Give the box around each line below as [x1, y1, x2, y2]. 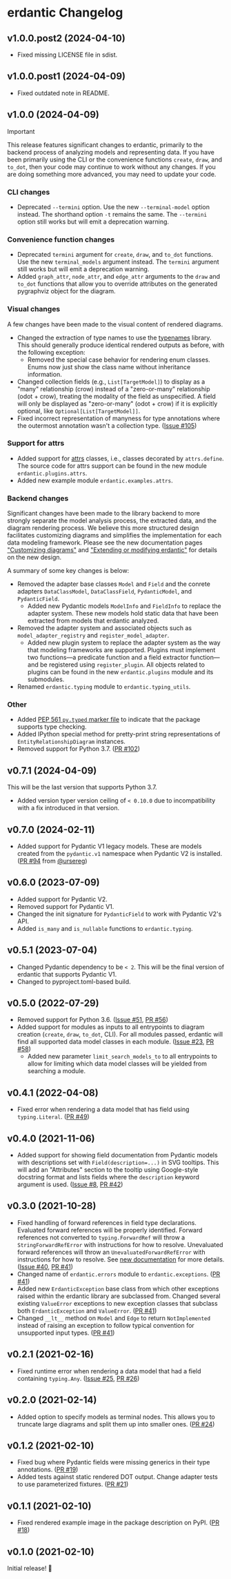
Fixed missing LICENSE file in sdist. [17, 50, 118, 59]
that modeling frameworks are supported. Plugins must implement [27, 646, 216, 654]
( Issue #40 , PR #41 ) [17, 1262, 74, 1271]
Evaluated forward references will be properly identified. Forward [17, 1226, 203, 1234]
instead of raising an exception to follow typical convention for [17, 1321, 194, 1329]
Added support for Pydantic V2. [17, 895, 108, 903]
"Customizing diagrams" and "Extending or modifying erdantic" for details [7, 546, 218, 554]
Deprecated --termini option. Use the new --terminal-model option [17, 202, 210, 211]
